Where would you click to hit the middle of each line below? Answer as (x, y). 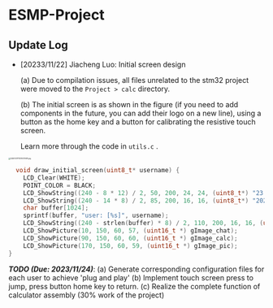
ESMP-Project (57, 15)
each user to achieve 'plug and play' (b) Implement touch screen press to (131, 277)
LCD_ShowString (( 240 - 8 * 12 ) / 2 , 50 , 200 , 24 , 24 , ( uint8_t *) (136, 193)
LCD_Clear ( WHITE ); (54, 178)
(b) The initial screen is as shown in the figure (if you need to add (129, 104)
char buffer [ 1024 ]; (56, 208)
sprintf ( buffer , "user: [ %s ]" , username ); (96, 216)
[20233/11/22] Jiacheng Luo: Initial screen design (103, 64)
